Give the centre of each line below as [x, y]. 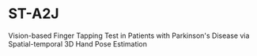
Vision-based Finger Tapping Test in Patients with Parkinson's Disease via [129, 35]
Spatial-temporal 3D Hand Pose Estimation [78, 43]
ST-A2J [34, 14]
